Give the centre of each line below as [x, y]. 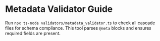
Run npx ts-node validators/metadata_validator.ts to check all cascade [80, 23]
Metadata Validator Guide [59, 9]
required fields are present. [33, 33]
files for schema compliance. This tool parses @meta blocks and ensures [78, 28]
